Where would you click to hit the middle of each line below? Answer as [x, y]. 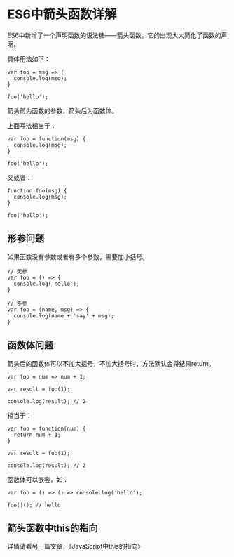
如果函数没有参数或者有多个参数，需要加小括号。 [78, 256]
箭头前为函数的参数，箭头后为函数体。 [62, 110]
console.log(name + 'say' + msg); [64, 316]
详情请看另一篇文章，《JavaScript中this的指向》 [75, 546]
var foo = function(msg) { [47, 139]
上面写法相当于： [32, 125]
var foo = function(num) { [47, 428]
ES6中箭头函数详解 [62, 14]
